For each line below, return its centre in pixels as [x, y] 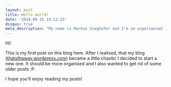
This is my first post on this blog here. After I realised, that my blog [75, 53]
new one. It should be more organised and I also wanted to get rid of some [83, 64]
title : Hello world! [27, 15]
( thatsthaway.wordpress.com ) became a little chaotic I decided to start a [81, 58]
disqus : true [19, 24]
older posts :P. [20, 69]
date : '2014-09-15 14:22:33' [36, 19]
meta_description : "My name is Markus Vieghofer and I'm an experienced [84, 29]
